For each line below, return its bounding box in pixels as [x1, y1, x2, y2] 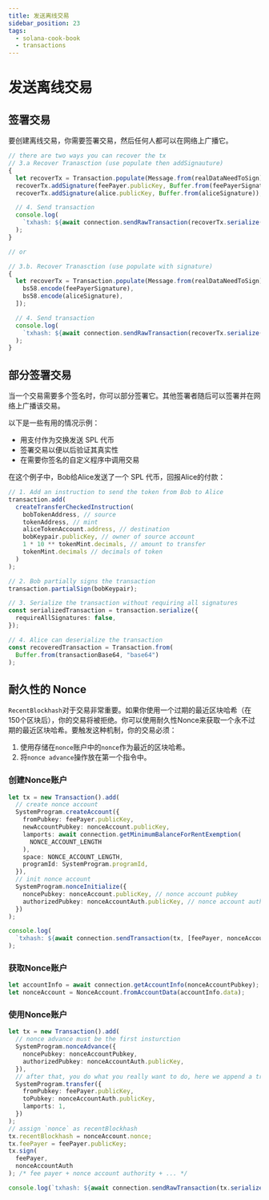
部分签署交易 [8, 368, 72, 382]
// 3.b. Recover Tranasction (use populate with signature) [8, 262, 214, 270]
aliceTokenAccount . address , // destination [22, 525, 171, 533]
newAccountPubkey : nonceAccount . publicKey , [22, 823, 171, 831]
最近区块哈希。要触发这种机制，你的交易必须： [22, 725, 177, 735]
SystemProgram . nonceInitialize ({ [15, 883, 127, 891]
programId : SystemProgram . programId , [22, 860, 149, 869]
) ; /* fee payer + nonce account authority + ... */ [8, 1170, 188, 1178]
